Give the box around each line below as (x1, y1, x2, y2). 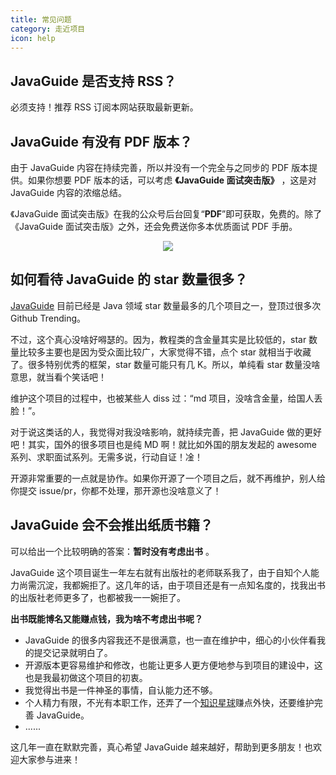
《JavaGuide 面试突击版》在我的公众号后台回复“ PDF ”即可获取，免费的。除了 (10, 208, 323, 220)
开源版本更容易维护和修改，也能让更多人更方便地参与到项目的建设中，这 (24, 659, 323, 671)
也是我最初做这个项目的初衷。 (24, 671, 148, 683)
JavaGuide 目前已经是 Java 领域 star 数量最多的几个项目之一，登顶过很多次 (10, 299, 322, 311)
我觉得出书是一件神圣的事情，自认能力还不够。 (24, 684, 218, 696)
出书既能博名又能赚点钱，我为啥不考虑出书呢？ (10, 612, 203, 625)
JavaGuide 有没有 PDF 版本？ (10, 133, 193, 150)
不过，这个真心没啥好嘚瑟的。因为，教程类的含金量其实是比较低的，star (10, 333, 307, 345)
